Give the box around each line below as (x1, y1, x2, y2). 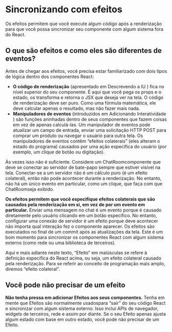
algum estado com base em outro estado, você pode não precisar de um (5, 316, 159, 322)
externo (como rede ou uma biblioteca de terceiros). (5, 240, 116, 246)
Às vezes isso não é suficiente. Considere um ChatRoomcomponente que (5, 159, 161, 165)
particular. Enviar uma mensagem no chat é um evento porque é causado (5, 207, 162, 213)
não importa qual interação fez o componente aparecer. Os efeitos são (5, 223, 155, 229)
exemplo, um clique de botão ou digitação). (12, 149, 105, 155)
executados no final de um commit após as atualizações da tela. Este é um (5, 228, 163, 235)
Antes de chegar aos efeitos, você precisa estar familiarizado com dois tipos (5, 68, 167, 74)
